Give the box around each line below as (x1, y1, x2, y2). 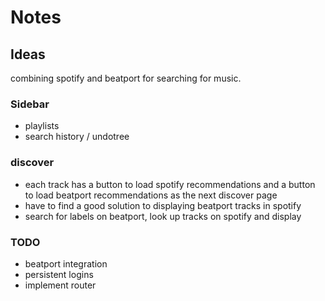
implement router (24, 279, 97, 291)
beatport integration (24, 257, 108, 270)
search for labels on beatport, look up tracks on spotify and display (24, 210, 302, 222)
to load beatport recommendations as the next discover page (24, 189, 278, 201)
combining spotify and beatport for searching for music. (10, 72, 242, 84)
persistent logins (24, 268, 94, 280)
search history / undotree (24, 131, 130, 143)
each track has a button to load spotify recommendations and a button (24, 178, 316, 190)
